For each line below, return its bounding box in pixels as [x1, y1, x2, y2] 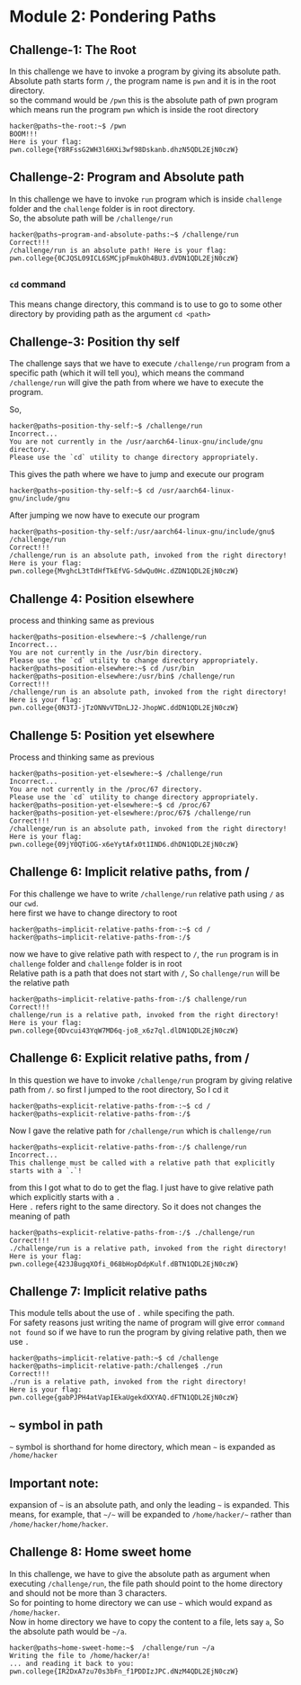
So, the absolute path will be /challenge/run [9, 212, 173, 223]
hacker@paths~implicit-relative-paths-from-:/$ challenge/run [9, 995, 247, 1004]
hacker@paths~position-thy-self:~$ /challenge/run [9, 421, 203, 431]
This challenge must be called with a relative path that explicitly [9, 1158, 276, 1167]
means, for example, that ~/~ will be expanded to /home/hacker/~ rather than [9, 1509, 292, 1520]
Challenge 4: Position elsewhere [9, 591, 195, 607]
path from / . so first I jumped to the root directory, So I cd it [9, 1084, 229, 1095]
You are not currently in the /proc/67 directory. [9, 785, 203, 794]
